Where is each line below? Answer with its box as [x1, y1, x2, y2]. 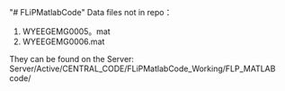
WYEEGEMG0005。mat [22, 26, 111, 37]
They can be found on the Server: [9, 54, 135, 64]
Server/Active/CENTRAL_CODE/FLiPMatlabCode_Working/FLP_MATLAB [9, 63, 276, 74]
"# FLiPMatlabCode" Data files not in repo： [9, 7, 173, 17]
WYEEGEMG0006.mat [22, 36, 105, 47]
